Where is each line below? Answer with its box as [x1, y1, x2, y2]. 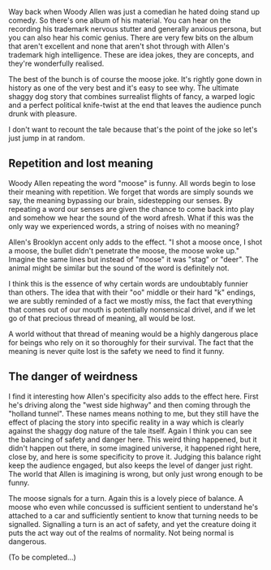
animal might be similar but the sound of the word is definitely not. [8, 263, 230, 273]
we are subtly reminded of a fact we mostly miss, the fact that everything [8, 296, 253, 305]
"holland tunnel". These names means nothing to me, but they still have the [8, 408, 260, 418]
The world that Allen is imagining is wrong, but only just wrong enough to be [8, 469, 264, 478]
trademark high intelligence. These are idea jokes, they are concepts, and [8, 50, 254, 59]
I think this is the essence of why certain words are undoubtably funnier [8, 279, 249, 288]
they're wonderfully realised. [8, 58, 105, 68]
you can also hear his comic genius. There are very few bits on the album [8, 32, 254, 42]
